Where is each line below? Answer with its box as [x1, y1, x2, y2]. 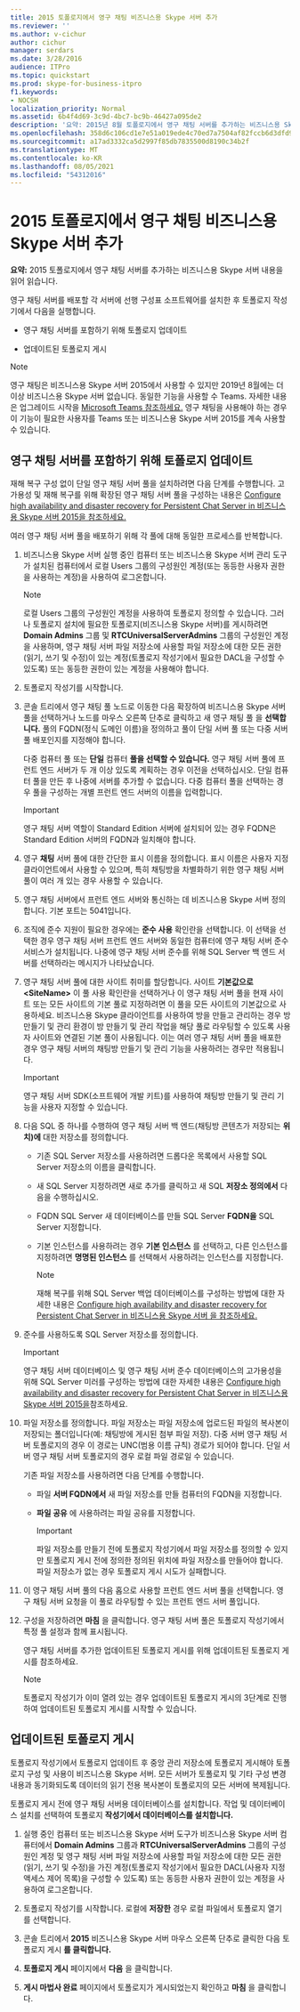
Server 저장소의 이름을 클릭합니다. [36, 1162, 157, 1172]
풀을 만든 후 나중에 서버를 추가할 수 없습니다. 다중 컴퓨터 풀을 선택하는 [32, 776, 275, 786]
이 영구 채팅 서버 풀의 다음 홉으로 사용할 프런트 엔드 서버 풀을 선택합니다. [22, 1585, 275, 1596]
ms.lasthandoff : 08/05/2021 [10, 162, 115, 171]
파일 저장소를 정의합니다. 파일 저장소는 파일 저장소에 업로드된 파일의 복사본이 [22, 1418, 290, 1428]
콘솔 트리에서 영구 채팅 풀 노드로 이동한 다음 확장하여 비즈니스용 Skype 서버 [22, 701, 286, 712]
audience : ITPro [10, 63, 70, 72]
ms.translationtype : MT [10, 145, 99, 154]
